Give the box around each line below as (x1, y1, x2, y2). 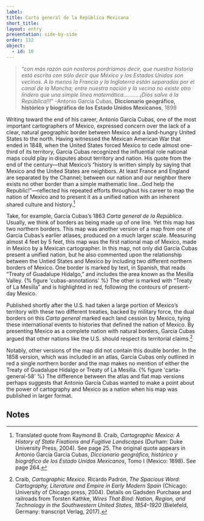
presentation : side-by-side (6, 32, 78, 38)
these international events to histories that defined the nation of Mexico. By (6, 321, 194, 328)
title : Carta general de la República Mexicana (6, 15, 129, 21)
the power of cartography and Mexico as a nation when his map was (6, 385, 178, 393)
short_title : (6, 20, 39, 26)
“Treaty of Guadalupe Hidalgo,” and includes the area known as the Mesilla (6, 271, 194, 278)
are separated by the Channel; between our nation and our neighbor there (6, 174, 191, 181)
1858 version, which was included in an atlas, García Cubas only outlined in (6, 353, 194, 361)
